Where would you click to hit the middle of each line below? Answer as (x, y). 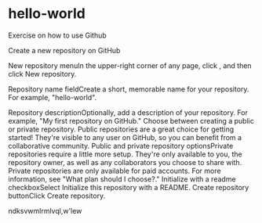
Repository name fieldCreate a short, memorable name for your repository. (129, 89)
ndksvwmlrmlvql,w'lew (45, 210)
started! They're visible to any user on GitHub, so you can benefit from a (125, 137)
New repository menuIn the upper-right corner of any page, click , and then (130, 65)
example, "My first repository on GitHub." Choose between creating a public (131, 120)
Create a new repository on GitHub (64, 50)
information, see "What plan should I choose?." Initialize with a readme (122, 179)
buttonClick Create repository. (57, 196)
